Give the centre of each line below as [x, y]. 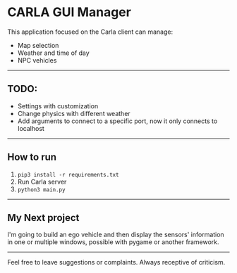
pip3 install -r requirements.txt [68, 174]
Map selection [38, 45]
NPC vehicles [37, 60]
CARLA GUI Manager [69, 12]
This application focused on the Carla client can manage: [90, 32]
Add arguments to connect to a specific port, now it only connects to [117, 121]
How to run [32, 157]
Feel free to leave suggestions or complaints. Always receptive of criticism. [116, 262]
